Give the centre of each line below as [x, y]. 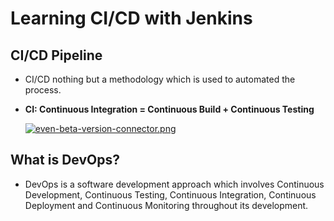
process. [43, 90]
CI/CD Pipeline [56, 55]
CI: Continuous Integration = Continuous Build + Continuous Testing [169, 109]
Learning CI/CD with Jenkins [131, 18]
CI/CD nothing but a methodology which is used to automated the [160, 79]
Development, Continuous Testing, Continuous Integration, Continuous [170, 194]
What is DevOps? [65, 160]
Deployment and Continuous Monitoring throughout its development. [166, 205]
